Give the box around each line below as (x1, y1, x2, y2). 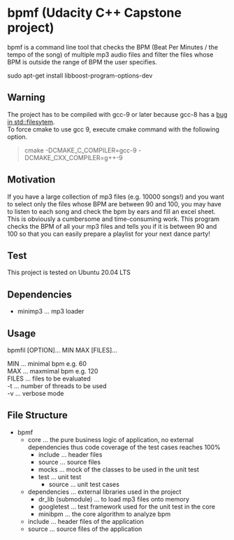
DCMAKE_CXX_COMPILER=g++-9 (24, 153, 124, 162)
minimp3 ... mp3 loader (17, 307, 85, 315)
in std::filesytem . (7, 118, 55, 126)
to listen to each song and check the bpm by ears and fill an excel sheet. (7, 207, 216, 215)
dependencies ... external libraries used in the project (27, 488, 182, 496)
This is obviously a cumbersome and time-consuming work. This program (7, 215, 220, 223)
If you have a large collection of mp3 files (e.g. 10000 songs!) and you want (7, 192, 225, 201)
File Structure (7, 409, 68, 421)
